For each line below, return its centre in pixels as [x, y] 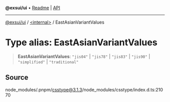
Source [17, 78]
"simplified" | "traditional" [48, 62]
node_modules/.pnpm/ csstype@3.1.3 [44, 89]
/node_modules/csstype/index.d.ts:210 [122, 89]
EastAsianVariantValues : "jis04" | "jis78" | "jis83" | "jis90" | [84, 56]
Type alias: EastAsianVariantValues [81, 42]
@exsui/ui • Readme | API [33, 8]
